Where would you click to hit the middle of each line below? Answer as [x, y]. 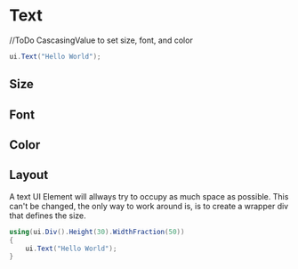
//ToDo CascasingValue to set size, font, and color [101, 40]
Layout [29, 175]
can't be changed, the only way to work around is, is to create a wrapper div [149, 206]
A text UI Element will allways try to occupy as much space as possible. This [149, 196]
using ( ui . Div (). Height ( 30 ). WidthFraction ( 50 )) [97, 232]
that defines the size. [48, 216]
